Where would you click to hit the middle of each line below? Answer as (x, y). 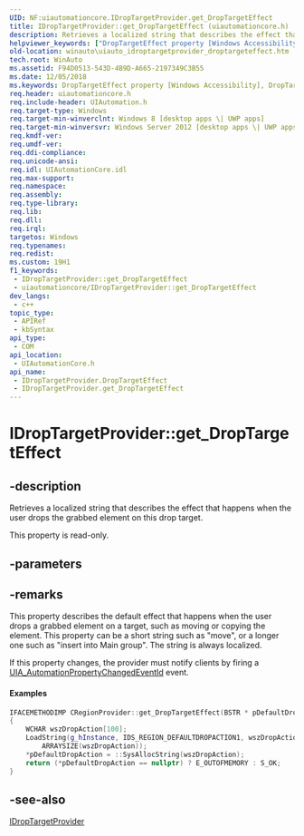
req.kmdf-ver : (36, 136)
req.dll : (26, 220)
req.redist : (32, 254)
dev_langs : (30, 296)
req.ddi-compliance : (48, 152)
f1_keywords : (34, 271)
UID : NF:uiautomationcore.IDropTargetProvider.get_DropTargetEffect (141, 18)
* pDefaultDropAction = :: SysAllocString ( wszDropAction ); (135, 754)
